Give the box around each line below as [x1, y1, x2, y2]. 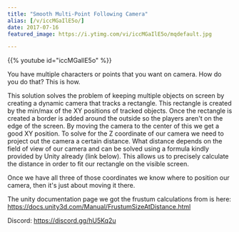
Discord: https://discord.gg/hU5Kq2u [7, 216, 116, 225]
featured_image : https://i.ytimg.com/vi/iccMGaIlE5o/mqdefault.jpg [7, 30, 213, 38]
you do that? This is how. [7, 78, 81, 86]
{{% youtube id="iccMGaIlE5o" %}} [7, 56, 112, 65]
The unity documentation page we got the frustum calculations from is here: [7, 195, 232, 203]
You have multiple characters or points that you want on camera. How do [7, 70, 222, 79]
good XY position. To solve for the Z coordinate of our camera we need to [7, 129, 225, 138]
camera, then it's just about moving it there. [7, 181, 136, 190]
